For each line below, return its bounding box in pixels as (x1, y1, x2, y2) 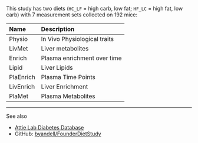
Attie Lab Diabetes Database (14, 124, 84, 131)
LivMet (9, 45, 28, 52)
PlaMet (9, 92, 29, 100)
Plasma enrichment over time (41, 54, 122, 62)
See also (6, 113, 28, 120)
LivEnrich (9, 83, 35, 90)
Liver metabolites (41, 45, 89, 52)
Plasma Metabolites (41, 92, 95, 100)
